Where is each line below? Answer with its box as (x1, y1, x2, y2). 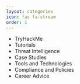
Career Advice (14, 72, 50, 79)
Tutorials (14, 41, 36, 48)
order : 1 (6, 19, 27, 25)
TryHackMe (14, 36, 43, 43)
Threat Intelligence (14, 48, 60, 55)
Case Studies (14, 54, 47, 61)
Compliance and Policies (14, 66, 74, 73)
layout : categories (6, 8, 54, 15)
